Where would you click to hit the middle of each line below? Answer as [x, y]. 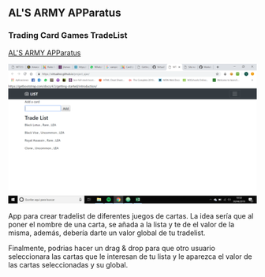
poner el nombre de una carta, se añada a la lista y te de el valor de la [121, 225]
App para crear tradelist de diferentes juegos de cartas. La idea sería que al [131, 216]
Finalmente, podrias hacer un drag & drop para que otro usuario [112, 249]
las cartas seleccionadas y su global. [68, 265]
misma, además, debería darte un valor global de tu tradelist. [107, 233]
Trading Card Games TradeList [68, 36]
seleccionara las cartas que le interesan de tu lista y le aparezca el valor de [130, 256]
